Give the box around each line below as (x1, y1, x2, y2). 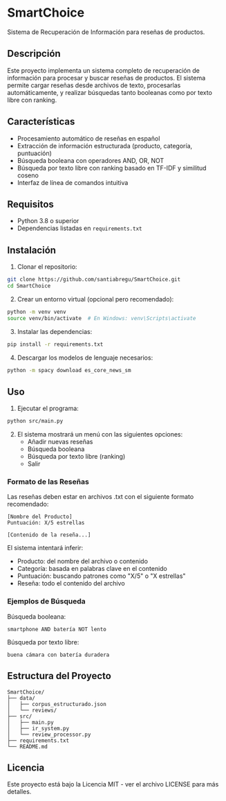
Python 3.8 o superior (17, 217, 79, 225)
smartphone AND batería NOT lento (7, 626, 107, 633)
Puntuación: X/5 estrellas (7, 520, 85, 527)
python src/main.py (7, 418, 64, 425)
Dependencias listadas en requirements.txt (17, 224, 143, 233)
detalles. (7, 788, 32, 796)
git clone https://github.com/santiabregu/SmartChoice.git (7, 276, 181, 283)
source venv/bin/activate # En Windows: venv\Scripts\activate (7, 315, 196, 322)
